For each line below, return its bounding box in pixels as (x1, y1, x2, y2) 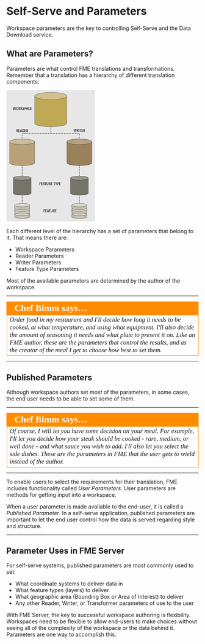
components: (6, 78, 40, 85)
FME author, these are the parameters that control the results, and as (9, 338, 187, 346)
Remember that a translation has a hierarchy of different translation (6, 71, 175, 79)
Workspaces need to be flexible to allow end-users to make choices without (6, 618, 197, 625)
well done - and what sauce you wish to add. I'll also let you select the (9, 443, 189, 450)
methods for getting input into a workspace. (6, 491, 117, 498)
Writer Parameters (15, 258, 62, 266)
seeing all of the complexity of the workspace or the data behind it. (6, 624, 175, 632)
